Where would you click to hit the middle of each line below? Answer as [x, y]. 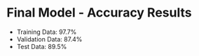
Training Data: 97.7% [47, 32]
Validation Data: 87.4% [49, 39]
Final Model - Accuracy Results [99, 13]
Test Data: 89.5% [42, 46]
